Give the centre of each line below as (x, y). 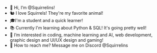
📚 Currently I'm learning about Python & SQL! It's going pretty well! (78, 28)
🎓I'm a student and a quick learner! (46, 20)
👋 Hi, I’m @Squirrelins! (32, 8)
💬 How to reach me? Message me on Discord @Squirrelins (69, 45)
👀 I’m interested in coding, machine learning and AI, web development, (81, 35)
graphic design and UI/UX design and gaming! (56, 40)
